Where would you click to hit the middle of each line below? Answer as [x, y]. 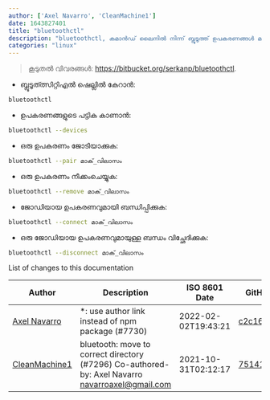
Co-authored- [142, 365]
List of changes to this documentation [71, 268]
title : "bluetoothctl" [46, 31]
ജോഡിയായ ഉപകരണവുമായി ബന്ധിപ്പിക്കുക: [93, 206]
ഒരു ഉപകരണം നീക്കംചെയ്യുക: [69, 176]
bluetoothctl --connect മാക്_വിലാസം [71, 222]
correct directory [112, 354]
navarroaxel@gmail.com [126, 385]
